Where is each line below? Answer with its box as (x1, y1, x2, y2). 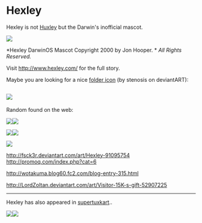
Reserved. (6, 52, 32, 60)
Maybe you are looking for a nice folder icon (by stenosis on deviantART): (6, 76, 189, 83)
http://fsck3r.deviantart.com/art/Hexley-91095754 (6, 151, 130, 159)
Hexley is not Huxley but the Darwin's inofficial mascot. (6, 23, 143, 31)
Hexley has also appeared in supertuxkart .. (6, 198, 112, 206)
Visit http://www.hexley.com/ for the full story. (6, 64, 120, 72)
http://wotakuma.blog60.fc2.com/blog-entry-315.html (6, 170, 139, 177)
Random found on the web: (6, 106, 74, 113)
